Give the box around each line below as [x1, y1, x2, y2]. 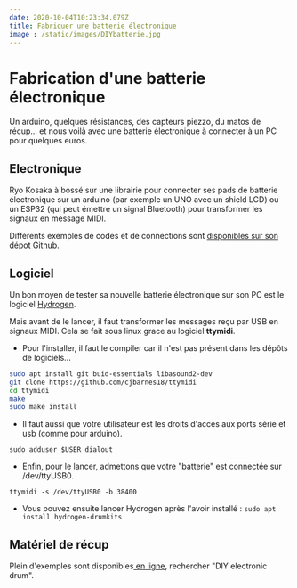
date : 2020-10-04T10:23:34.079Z [9, 12, 129, 22]
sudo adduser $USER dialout [9, 445, 114, 454]
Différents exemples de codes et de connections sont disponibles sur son [9, 231, 278, 241]
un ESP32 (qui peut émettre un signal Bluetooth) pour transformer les [9, 204, 263, 215]
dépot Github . [9, 240, 60, 250]
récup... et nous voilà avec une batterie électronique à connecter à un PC [9, 126, 277, 136]
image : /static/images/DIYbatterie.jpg [9, 29, 162, 38]
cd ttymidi [9, 386, 50, 395]
